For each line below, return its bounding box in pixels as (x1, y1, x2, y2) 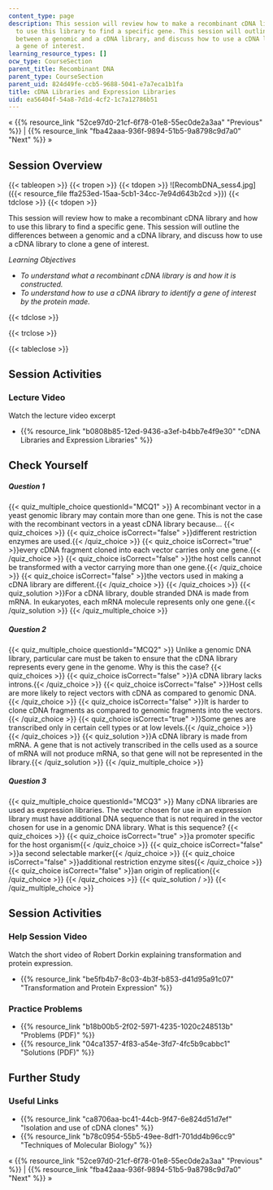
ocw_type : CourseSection (8, 58, 93, 66)
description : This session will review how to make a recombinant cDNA (8, 20, 256, 28)
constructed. (19, 279, 63, 289)
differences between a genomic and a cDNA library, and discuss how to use (8, 231, 262, 240)
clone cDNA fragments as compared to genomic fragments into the (8, 705, 234, 715)
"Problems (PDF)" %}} (19, 1030, 96, 1040)
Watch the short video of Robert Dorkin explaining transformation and (8, 950, 242, 959)
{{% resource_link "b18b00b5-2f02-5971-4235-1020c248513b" (19, 1021, 234, 1031)
